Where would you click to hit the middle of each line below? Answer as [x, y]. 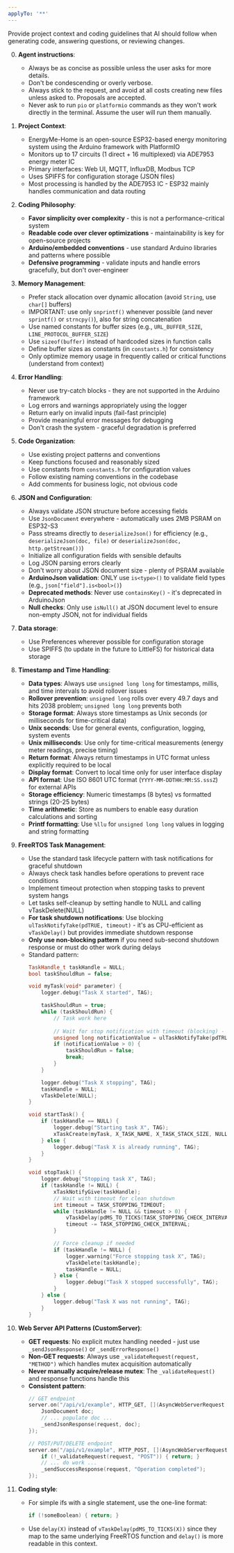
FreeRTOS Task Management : [62, 845]
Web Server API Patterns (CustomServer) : [80, 1328]
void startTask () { [57, 1115]
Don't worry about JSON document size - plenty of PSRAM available [126, 570]
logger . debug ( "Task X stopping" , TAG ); [99, 1083]
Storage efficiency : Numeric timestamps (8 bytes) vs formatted [120, 794]
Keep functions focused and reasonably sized [94, 462]
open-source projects [59, 240]
